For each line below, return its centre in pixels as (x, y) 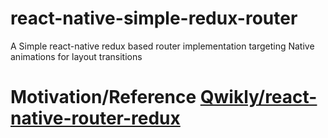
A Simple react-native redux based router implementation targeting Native (162, 46)
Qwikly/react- (258, 97)
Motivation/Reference (103, 97)
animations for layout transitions (76, 56)
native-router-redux (95, 118)
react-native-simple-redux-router (154, 18)
